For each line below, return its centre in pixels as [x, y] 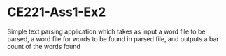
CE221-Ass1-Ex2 [57, 12]
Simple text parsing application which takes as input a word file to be [106, 31]
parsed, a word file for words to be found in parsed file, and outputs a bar [113, 38]
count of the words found [44, 46]
